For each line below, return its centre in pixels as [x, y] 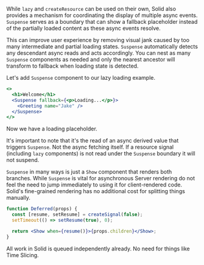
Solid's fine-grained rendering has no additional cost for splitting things [96, 191]
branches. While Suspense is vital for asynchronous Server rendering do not [101, 178]
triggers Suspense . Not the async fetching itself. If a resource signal [90, 147]
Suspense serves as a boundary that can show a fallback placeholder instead [102, 22]
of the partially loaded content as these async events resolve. [84, 28]
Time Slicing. [23, 255]
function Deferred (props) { [42, 209]
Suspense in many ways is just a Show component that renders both [89, 172]
